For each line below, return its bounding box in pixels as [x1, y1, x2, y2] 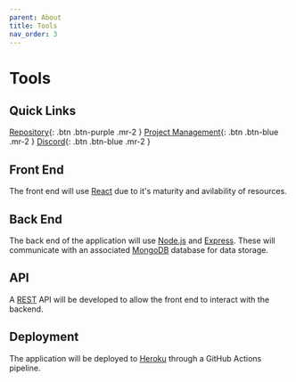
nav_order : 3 [9, 29, 58, 38]
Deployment [9, 329, 79, 345]
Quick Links [9, 103, 77, 118]
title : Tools [9, 21, 58, 30]
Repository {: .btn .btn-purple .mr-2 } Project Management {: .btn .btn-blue [9, 126, 279, 138]
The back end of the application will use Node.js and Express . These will [9, 235, 275, 246]
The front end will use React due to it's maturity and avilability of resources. [9, 186, 287, 197]
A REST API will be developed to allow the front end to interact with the [9, 294, 270, 305]
